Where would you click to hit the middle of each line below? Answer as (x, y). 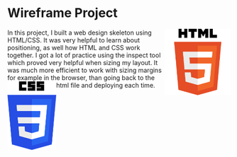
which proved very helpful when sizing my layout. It (83, 62)
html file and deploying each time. (106, 85)
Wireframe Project (63, 13)
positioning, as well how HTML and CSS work (74, 47)
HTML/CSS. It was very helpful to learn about (74, 40)
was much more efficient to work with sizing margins (84, 70)
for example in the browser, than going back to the (81, 77)
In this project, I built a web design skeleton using (80, 33)
